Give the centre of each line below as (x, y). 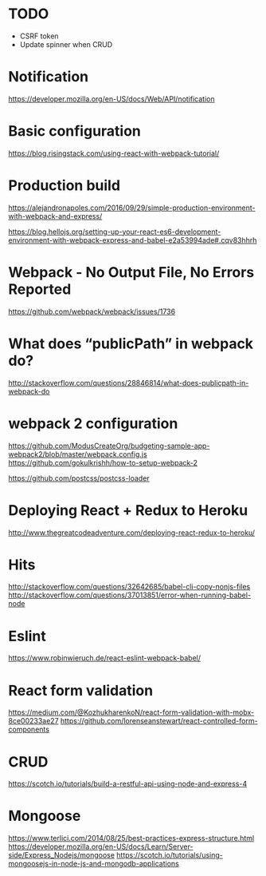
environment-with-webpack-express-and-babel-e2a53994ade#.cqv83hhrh (133, 240)
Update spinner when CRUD (66, 44)
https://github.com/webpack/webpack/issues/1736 (92, 311)
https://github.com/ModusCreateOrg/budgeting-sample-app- (109, 446)
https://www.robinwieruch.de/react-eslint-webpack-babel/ (105, 658)
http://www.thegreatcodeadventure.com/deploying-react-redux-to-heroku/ (132, 533)
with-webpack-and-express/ (55, 216)
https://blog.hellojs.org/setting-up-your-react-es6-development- (115, 232)
